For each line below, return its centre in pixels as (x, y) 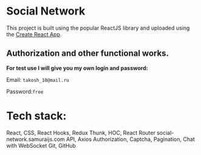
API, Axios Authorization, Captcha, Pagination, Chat (131, 139)
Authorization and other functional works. (87, 54)
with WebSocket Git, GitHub (41, 145)
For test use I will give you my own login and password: (77, 68)
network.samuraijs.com (36, 139)
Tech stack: (36, 116)
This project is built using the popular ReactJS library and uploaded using (98, 28)
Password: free (25, 91)
